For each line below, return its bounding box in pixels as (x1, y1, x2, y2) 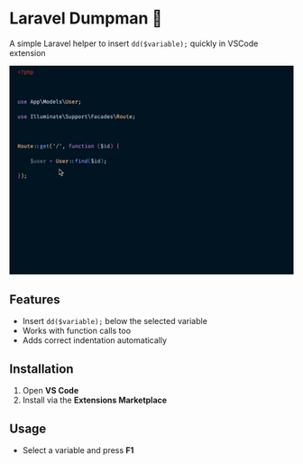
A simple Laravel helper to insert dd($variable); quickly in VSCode (9, 38, 259, 49)
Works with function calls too (22, 325, 132, 337)
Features (9, 292, 60, 307)
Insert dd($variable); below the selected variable (22, 316, 207, 327)
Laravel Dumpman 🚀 (9, 8, 163, 29)
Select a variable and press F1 (22, 445, 134, 455)
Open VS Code (22, 385, 79, 396)
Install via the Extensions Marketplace (22, 394, 168, 405)
